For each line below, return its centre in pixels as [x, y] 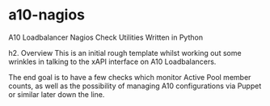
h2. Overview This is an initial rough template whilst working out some [125, 53]
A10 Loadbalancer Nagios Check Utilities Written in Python [106, 37]
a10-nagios [47, 15]
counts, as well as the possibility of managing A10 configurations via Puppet [135, 86]
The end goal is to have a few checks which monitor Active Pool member [130, 77]
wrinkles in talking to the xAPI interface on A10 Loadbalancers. [112, 61]
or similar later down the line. [57, 94]
